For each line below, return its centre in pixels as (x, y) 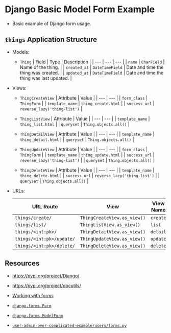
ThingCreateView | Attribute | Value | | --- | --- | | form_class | (84, 98)
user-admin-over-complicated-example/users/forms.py (69, 325)
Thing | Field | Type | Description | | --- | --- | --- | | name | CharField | (92, 62)
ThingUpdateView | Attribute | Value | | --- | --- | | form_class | (84, 149)
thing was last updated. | (46, 78)
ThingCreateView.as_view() (113, 218)
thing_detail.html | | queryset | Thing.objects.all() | (77, 139)
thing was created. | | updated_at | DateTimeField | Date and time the (92, 73)
